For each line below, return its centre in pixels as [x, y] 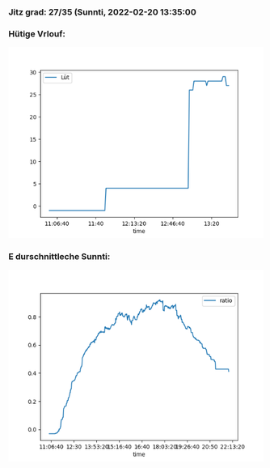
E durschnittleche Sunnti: [59, 257]
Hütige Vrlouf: [37, 33]
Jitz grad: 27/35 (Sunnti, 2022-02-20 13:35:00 [102, 12]
